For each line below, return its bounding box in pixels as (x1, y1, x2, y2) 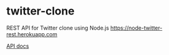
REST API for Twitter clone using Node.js (6, 24, 109, 31)
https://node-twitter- (110, 24, 163, 31)
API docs (6, 42, 29, 50)
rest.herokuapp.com (6, 30, 58, 37)
